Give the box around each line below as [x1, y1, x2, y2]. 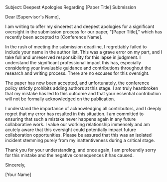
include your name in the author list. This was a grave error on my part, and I [5, 49, 163, 55]
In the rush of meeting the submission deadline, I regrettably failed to [5, 44, 147, 49]
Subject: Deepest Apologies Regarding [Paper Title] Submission [5, 4, 136, 10]
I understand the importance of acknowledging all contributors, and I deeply [5, 106, 162, 111]
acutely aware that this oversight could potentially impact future [5, 127, 136, 133]
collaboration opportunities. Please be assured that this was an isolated [5, 132, 152, 138]
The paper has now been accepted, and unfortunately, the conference [5, 80, 150, 86]
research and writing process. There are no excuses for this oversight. [5, 70, 150, 76]
